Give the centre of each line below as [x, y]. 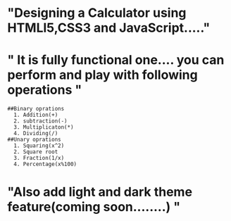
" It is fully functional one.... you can [116, 60]
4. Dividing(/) [36, 134]
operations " [45, 90]
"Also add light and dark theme [100, 192]
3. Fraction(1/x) [39, 158]
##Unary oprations [34, 140]
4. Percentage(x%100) [45, 164]
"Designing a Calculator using [97, 13]
